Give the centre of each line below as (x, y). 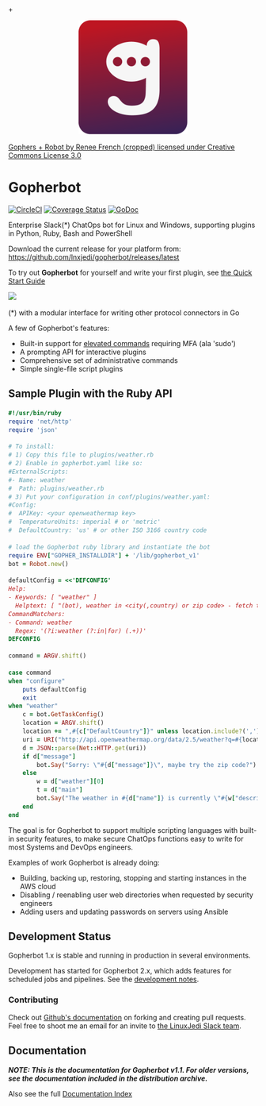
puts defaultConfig (55, 689)
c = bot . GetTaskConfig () (63, 715)
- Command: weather (40, 622)
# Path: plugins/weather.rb (56, 488)
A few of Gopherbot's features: (59, 328)
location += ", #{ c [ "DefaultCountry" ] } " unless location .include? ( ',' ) (141, 731)
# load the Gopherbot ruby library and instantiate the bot (110, 547)
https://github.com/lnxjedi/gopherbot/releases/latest (94, 257)
